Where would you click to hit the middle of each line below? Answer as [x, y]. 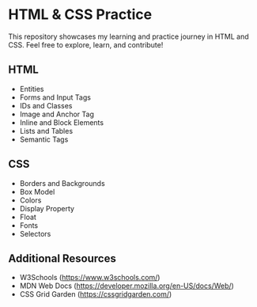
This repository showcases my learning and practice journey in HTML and [128, 36]
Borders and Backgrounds [62, 183]
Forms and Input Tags [55, 97]
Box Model [37, 191]
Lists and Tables [46, 131]
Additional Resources [62, 258]
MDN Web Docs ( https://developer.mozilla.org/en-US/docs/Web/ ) [127, 286]
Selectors [35, 233]
